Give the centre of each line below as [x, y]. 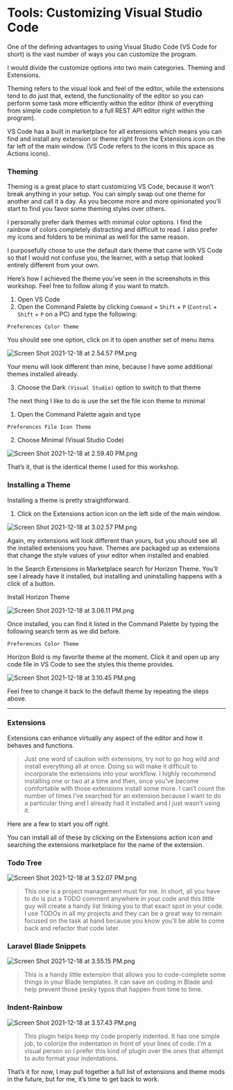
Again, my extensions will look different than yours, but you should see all [112, 540]
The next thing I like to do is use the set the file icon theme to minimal [106, 401]
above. [17, 698]
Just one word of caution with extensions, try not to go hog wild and [122, 759]
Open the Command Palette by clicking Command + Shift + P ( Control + [117, 307]
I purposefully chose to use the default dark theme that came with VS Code [115, 251]
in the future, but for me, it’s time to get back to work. [83, 1079]
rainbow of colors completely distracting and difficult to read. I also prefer [113, 230]
